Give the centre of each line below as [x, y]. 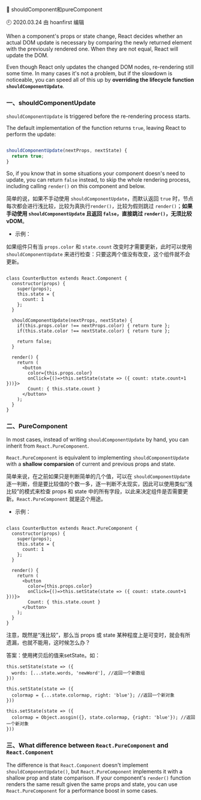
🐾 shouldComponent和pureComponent [54, 9]
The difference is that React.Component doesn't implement [77, 765]
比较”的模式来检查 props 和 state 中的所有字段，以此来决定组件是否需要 [94, 491]
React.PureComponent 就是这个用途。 [61, 499]
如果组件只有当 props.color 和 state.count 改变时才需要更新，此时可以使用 [99, 247]
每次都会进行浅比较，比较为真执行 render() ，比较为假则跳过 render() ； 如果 [100, 206]
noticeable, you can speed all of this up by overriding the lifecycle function [100, 80]
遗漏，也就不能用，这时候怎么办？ [48, 642]
